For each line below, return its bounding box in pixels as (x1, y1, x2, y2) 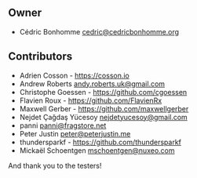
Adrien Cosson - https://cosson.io (19, 71, 130, 80)
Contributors (8, 50, 73, 64)
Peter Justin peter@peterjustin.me (19, 129, 131, 138)
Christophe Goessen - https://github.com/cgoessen (19, 87, 188, 96)
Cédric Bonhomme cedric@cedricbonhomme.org (19, 27, 179, 36)
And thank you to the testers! (8, 161, 102, 170)
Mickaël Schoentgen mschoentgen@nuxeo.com (19, 145, 175, 155)
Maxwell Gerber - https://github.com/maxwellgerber (19, 104, 189, 113)
